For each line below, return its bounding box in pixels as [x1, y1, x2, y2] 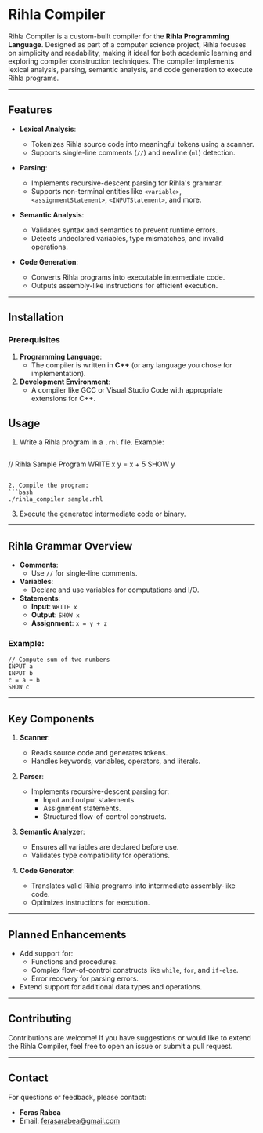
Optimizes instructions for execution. [31, 897, 150, 908]
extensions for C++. [31, 394, 96, 404]
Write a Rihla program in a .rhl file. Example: [19, 437, 164, 447]
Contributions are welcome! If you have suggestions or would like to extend [8, 1032, 252, 1042]
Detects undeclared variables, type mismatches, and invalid [31, 233, 225, 243]
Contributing [8, 1012, 72, 1025]
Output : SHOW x [31, 610, 80, 619]
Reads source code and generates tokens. [31, 748, 168, 758]
